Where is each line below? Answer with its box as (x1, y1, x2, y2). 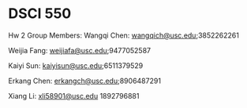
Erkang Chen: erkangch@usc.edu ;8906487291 (8, 76, 162, 85)
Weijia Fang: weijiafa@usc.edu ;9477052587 (8, 45, 152, 55)
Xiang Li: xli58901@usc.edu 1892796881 (8, 91, 140, 100)
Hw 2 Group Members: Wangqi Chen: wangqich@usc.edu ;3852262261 (8, 31, 239, 40)
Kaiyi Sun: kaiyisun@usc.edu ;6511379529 (8, 60, 144, 70)
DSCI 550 (8, 5, 72, 23)
